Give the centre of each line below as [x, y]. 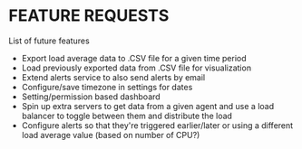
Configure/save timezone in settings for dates [107, 87]
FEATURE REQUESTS [89, 16]
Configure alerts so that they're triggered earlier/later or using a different [157, 125]
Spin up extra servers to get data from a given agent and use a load [147, 106]
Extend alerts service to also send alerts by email [113, 77]
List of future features [49, 41]
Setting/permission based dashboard [91, 97]
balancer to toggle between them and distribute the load [127, 116]
